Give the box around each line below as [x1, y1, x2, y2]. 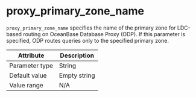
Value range [9, 81, 43, 89]
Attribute [17, 51, 45, 60]
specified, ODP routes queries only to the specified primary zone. [6, 37, 169, 44]
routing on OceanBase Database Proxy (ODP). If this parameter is [23, 30, 186, 37]
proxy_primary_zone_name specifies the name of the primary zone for [6, 24, 176, 31]
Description [60, 51, 95, 60]
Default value [9, 71, 47, 80]
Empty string [58, 71, 95, 80]
